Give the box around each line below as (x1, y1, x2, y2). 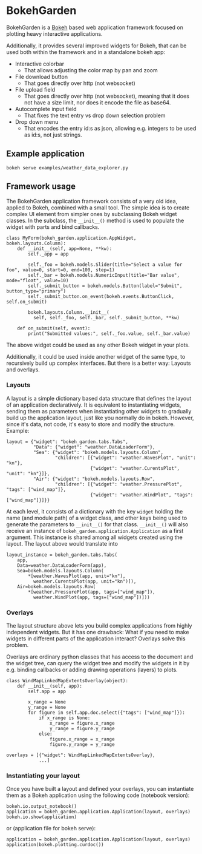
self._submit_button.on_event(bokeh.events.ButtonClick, (28, 293, 174, 299)
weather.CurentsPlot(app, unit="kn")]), (33, 578, 137, 585)
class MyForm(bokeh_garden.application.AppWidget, (6, 235, 137, 241)
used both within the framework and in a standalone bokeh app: (6, 48, 166, 55)
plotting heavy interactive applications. (6, 30, 103, 37)
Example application (6, 149, 85, 159)
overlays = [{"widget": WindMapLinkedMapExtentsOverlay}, (6, 752, 155, 759)
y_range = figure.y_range (49, 726, 115, 732)
